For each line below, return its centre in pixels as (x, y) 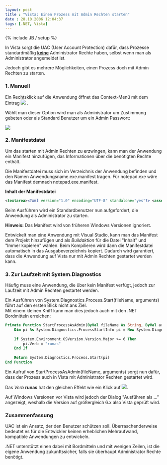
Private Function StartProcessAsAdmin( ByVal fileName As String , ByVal (81, 325)
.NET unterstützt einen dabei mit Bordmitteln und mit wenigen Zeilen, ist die (83, 447)
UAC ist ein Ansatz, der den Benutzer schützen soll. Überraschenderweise (81, 426)
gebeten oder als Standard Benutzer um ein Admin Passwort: (68, 118)
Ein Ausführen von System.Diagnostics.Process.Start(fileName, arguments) (82, 300)
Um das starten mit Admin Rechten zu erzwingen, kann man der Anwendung (83, 151)
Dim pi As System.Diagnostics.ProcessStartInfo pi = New (74, 330)
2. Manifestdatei (25, 140)
